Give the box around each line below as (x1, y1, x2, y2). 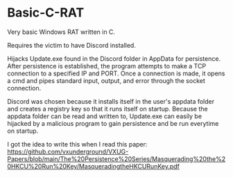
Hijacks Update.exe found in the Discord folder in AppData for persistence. (7, 54, 221, 63)
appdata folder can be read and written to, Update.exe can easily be (7, 112, 202, 120)
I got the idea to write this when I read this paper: (7, 140, 148, 148)
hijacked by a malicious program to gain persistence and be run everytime (7, 119, 219, 127)
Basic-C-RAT (7, 5, 85, 21)
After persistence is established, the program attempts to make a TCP (7, 62, 207, 70)
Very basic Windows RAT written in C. (7, 28, 116, 36)
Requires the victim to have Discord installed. (7, 41, 137, 49)
